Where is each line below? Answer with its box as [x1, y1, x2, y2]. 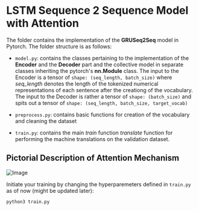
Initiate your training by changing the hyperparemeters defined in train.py [6, 180, 191, 187]
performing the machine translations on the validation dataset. [14, 135, 170, 142]
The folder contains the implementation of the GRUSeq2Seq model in [6, 36, 179, 43]
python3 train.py [6, 198, 50, 205]
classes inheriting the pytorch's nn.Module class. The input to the [14, 67, 179, 74]
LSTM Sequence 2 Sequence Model [6, 4, 189, 17]
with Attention [6, 16, 80, 30]
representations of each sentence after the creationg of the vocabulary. [14, 86, 193, 93]
